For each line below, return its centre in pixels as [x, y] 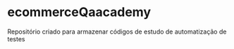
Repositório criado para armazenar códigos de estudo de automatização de [117, 31]
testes [16, 38]
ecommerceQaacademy [79, 12]
